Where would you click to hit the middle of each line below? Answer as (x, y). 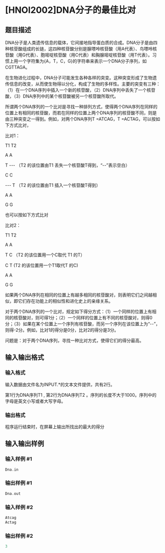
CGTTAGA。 (18, 67)
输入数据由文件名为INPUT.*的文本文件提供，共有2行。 (60, 384)
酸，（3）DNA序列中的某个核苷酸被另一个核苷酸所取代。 (62, 96)
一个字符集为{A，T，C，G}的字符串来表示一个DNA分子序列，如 (82, 61)
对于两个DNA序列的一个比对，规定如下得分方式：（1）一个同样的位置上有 (79, 311)
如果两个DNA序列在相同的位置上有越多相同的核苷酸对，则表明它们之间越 (79, 295)
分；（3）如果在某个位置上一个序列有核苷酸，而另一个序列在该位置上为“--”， (82, 324)
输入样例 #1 (18, 459)
